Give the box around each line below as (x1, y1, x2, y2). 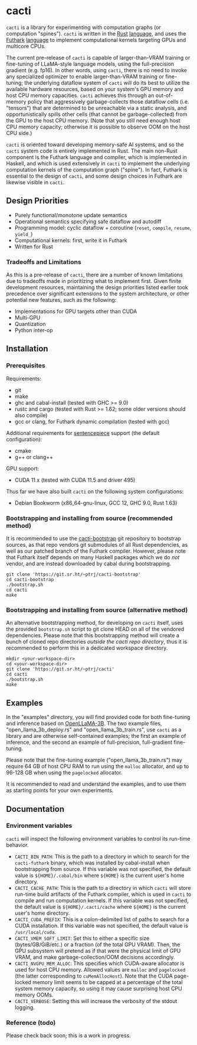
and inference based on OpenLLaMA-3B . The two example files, (6, 720, 162, 727)
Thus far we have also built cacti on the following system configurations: (6, 488, 184, 495)
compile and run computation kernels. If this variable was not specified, (14, 896, 189, 904)
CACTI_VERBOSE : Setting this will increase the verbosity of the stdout (14, 997, 178, 1004)
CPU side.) (6, 129, 32, 137)
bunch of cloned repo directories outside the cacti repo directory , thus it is (6, 638, 188, 646)
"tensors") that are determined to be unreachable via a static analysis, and (6, 104, 187, 111)
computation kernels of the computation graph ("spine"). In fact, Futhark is (6, 166, 188, 173)
